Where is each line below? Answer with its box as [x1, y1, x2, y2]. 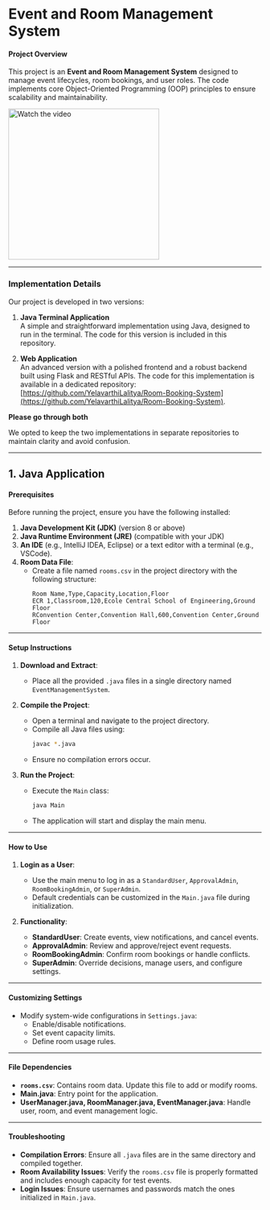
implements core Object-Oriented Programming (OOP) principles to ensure [8, 84, 256, 93]
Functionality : [19, 917, 68, 926]
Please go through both [8, 412, 88, 421]
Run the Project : [19, 770, 75, 780]
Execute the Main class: [31, 786, 109, 796]
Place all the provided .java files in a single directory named [31, 676, 231, 686]
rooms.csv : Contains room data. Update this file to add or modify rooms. [19, 1080, 258, 1090]
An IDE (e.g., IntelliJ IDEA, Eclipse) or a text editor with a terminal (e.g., [19, 541, 255, 550]
